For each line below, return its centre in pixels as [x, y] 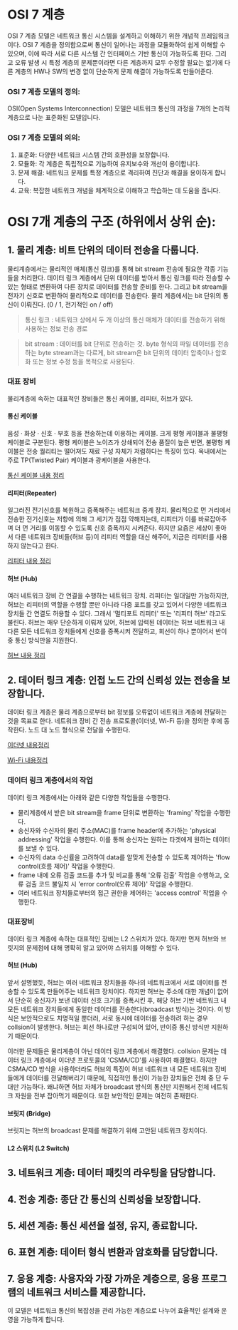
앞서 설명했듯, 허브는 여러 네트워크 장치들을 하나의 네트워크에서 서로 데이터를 [114, 983]
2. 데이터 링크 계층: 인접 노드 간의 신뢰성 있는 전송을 [114, 680]
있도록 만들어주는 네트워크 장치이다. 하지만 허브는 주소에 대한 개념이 [122, 991]
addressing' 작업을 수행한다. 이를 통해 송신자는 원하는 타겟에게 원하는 [114, 839]
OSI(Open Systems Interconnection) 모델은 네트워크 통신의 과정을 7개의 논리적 [119, 108]
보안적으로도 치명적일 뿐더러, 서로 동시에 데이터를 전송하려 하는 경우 [114, 1018]
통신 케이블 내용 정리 [36, 476]
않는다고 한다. [39, 546]
